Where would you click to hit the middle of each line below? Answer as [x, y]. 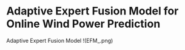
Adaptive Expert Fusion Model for [92, 11]
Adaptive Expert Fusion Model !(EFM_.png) [60, 40]
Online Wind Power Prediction [83, 24]
